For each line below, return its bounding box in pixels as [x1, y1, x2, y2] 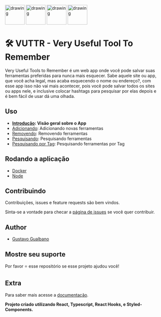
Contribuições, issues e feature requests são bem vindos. [5, 200, 120, 206]
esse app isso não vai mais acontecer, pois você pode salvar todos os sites [5, 83, 155, 89]
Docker [12, 168, 27, 174]
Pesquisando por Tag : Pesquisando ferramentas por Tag [12, 141, 125, 146]
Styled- [126, 301, 142, 307]
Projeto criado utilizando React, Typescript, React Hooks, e [5, 301, 126, 307]
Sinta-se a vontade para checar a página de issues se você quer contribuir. [5, 209, 155, 215]
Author [5, 223, 27, 231]
